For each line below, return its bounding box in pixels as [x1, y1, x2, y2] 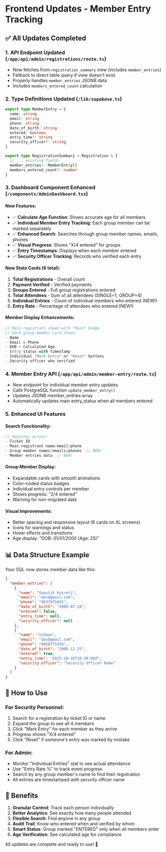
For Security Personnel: [5, 704, 64, 711]
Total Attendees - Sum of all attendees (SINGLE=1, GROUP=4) [12, 292, 142, 298]
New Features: [5, 203, 37, 209]
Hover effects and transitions [12, 530, 73, 536]
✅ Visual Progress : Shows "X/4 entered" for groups [12, 241, 121, 248]
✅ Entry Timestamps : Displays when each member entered [12, 248, 137, 254]
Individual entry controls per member [12, 485, 89, 492]
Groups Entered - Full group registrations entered [12, 287, 115, 293]
